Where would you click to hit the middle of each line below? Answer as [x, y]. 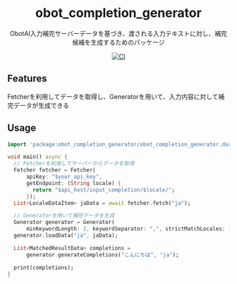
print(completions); [44, 267]
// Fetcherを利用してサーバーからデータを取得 [74, 164]
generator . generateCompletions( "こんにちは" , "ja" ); [102, 255]
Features [27, 79]
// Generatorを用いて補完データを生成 [64, 216]
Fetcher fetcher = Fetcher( [55, 170]
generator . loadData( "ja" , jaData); [66, 236]
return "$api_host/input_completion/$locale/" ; [104, 190]
